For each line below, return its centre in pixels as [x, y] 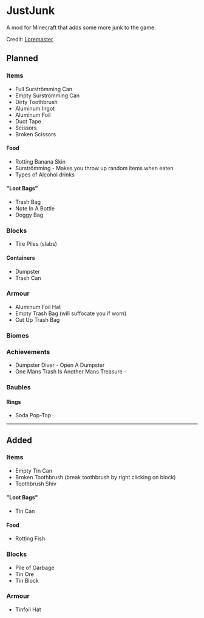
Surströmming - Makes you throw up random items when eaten [94, 168]
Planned [22, 58]
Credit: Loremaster [30, 39]
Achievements [28, 352]
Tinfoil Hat [28, 609]
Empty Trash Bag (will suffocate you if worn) [71, 313]
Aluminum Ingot [35, 108]
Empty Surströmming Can [47, 95]
